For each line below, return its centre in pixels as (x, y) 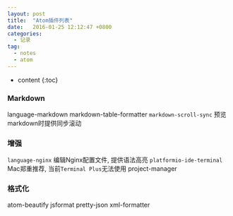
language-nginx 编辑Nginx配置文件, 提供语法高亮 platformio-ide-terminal (115, 160)
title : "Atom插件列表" (40, 20)
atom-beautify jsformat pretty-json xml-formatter (79, 205)
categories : (25, 34)
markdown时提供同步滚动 (44, 124)
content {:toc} (38, 80)
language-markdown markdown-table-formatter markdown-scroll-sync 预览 (117, 114)
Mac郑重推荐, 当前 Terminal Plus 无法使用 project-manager (92, 169)
